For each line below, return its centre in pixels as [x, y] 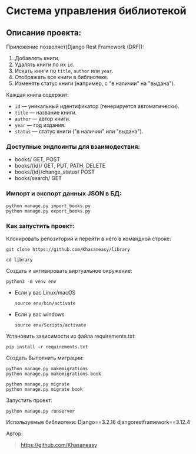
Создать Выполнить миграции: [45, 358]
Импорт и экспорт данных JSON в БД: [64, 194]
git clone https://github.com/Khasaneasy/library [68, 249]
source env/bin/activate [45, 303]
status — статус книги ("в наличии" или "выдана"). [79, 131]
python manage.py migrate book [44, 389]
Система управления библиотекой [96, 11]
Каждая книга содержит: [38, 95]
